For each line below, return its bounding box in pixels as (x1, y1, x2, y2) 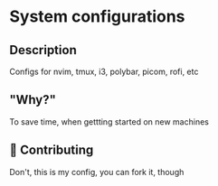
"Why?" (9, 92, 57, 107)
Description (9, 42, 77, 58)
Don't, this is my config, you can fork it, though (9, 166, 185, 177)
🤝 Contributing (9, 143, 94, 158)
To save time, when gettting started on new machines (9, 116, 210, 127)
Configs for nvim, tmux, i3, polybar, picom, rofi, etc (9, 66, 199, 77)
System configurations (9, 6, 185, 27)
